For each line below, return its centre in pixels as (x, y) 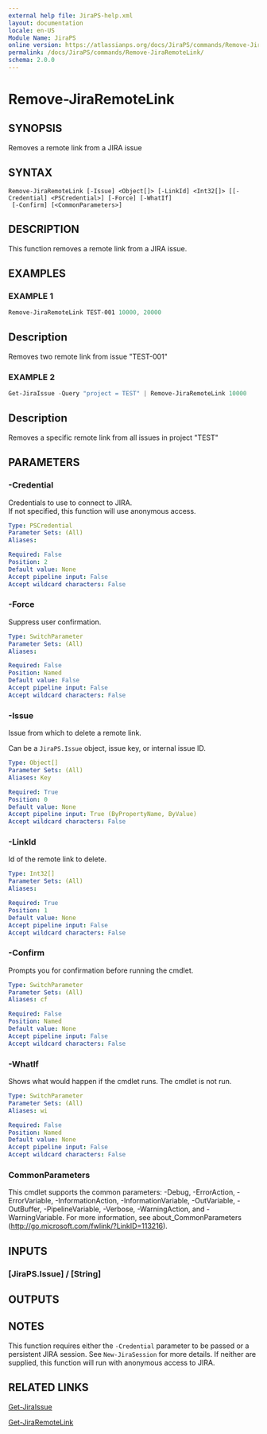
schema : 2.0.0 (32, 60)
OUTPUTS (34, 1300)
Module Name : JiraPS (43, 38)
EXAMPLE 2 (32, 377)
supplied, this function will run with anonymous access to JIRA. (112, 1362)
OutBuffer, (25, 1209)
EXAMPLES (37, 273)
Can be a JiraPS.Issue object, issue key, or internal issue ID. (107, 748)
